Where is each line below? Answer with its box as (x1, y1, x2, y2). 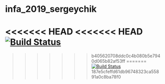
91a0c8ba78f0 (91, 74, 121, 80)
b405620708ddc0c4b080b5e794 (91, 53, 161, 59)
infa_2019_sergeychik (5, 3, 97, 15)
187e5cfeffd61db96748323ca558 (91, 69, 160, 75)
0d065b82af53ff (91, 58, 125, 64)
